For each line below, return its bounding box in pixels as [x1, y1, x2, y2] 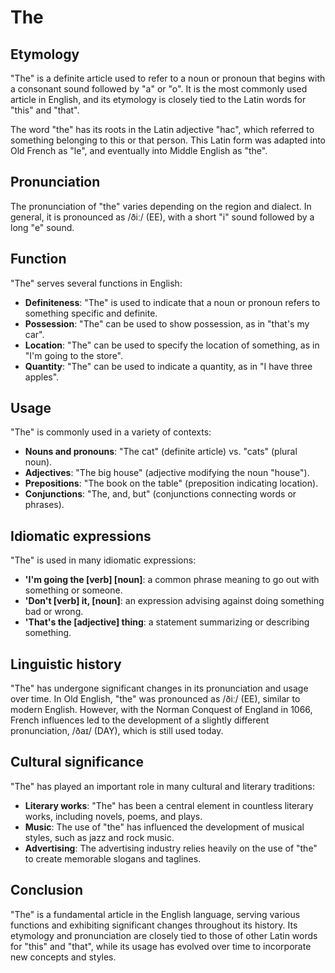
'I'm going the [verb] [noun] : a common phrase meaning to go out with [24, 574, 320, 586]
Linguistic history [10, 656, 122, 673]
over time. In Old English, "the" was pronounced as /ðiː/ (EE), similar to [10, 693, 301, 705]
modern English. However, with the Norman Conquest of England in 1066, [10, 704, 313, 716]
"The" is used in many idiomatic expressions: [10, 554, 197, 566]
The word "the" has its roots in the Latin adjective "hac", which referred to [10, 124, 315, 135]
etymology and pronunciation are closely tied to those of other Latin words [10, 929, 318, 941]
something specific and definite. [24, 307, 158, 319]
